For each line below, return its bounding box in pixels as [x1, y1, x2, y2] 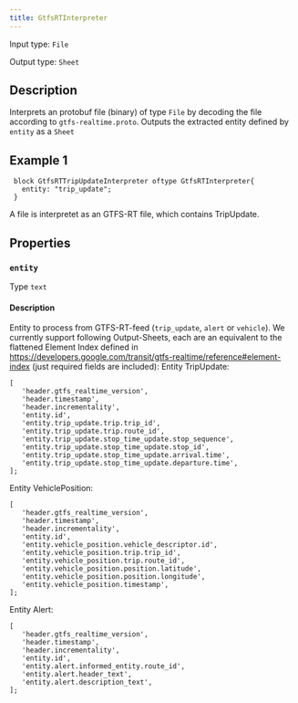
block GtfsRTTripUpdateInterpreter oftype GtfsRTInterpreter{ [13, 177, 255, 186]
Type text [9, 280, 47, 292]
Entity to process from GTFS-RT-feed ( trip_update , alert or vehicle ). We [9, 322, 285, 333]
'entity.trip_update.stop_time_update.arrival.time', [21, 451, 231, 460]
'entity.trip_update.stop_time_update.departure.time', [21, 458, 239, 468]
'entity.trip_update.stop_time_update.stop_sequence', [21, 435, 234, 444]
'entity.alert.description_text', [21, 677, 153, 687]
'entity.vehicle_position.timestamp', [21, 581, 170, 590]
